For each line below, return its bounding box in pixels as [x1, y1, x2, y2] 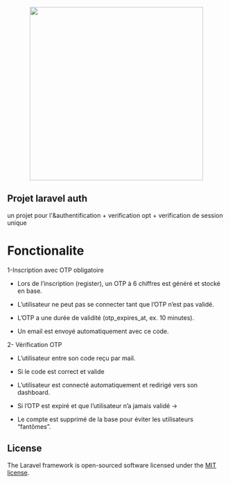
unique [7, 219, 27, 227]
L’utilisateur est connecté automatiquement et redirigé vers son [17, 380, 198, 389]
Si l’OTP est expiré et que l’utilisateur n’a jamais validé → [17, 401, 178, 409]
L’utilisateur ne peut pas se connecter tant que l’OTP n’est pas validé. [17, 300, 215, 308]
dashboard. [17, 388, 51, 396]
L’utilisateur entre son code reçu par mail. [17, 354, 136, 362]
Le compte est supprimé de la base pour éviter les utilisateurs [17, 415, 194, 423]
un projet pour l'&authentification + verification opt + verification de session [7, 211, 224, 219]
